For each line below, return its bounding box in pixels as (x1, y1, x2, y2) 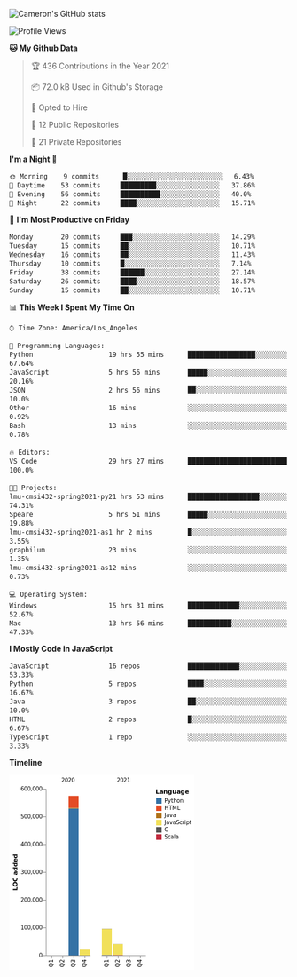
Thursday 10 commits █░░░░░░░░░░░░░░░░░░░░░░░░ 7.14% (9, 259, 252, 268)
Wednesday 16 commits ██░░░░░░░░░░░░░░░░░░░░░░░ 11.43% (9, 250, 255, 259)
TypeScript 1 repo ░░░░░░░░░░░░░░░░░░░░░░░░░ (9, 733, 288, 742)
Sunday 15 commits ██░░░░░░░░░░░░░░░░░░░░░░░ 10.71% (9, 286, 255, 295)
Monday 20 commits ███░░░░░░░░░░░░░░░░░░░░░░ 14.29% (9, 233, 255, 242)
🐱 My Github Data (9, 43, 78, 53)
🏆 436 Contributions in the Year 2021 (30, 60, 170, 71)
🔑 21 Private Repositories (30, 137, 122, 147)
